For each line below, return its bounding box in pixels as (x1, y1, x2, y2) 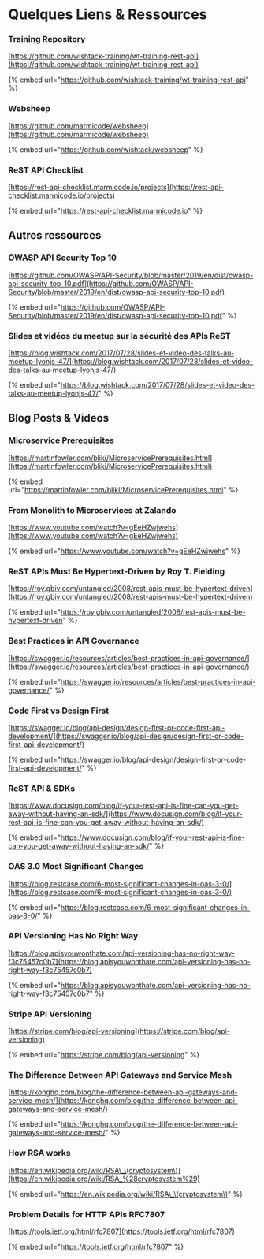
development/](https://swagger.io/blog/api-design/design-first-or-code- (8, 731, 244, 741)
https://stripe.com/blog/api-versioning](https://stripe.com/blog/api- (10, 1027, 231, 1036)
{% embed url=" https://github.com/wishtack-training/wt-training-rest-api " (8, 75, 250, 84)
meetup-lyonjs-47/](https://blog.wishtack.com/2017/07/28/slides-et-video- (8, 357, 254, 366)
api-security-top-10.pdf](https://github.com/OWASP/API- (8, 278, 194, 288)
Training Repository (8, 34, 86, 45)
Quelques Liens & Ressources (8, 6, 207, 24)
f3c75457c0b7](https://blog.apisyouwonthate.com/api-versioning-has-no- (8, 956, 251, 966)
